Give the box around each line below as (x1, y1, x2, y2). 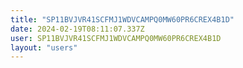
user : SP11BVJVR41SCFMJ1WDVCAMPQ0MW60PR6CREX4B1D (10, 33, 222, 43)
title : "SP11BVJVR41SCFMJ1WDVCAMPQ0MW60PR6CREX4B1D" (10, 14, 235, 25)
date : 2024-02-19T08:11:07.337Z (10, 24, 145, 34)
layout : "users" (10, 42, 78, 53)
